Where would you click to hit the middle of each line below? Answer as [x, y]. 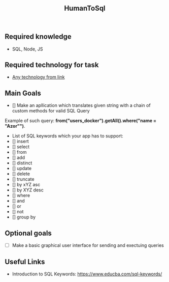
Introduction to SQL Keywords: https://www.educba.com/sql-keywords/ [87, 274]
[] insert [20, 142]
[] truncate [23, 179]
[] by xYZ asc [26, 185]
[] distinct [22, 163]
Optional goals [28, 233]
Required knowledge [38, 37]
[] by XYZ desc [28, 190]
